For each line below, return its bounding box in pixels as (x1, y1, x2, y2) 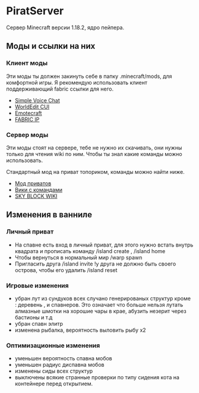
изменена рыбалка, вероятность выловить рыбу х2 (14, 326, 147, 333)
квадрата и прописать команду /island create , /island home (14, 247, 166, 254)
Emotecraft (14, 109, 42, 117)
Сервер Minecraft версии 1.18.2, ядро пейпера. (6, 24, 125, 31)
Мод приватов (14, 180, 52, 187)
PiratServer (6, 4, 64, 18)
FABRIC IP (14, 116, 40, 123)
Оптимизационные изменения (6, 341, 100, 350)
